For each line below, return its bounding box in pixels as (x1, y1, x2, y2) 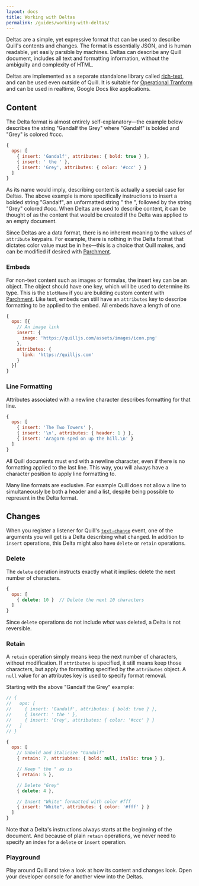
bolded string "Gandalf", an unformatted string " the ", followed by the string (6, 199, 192, 206)
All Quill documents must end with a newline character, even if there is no (6, 458, 185, 465)
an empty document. (6, 218, 57, 225)
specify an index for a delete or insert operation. (6, 839, 127, 846)
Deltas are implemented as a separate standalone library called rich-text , (6, 72, 184, 80)
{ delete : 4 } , (17, 787, 54, 794)
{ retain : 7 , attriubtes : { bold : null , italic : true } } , (17, 755, 166, 761)
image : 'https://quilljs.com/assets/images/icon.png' (21, 335, 158, 341)
